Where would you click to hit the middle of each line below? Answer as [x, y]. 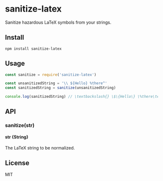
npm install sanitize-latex [33, 49]
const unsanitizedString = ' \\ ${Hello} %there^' [56, 83]
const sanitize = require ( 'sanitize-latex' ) [51, 75]
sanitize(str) [20, 125]
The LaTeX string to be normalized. [40, 148]
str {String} [17, 137]
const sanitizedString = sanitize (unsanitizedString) [61, 88]
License [17, 163]
